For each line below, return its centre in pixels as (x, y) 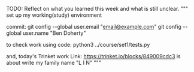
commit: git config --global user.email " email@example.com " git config (94, 27)
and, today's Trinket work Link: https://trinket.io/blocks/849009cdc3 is (93, 56)
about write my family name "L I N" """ (54, 63)
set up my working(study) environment (54, 15)
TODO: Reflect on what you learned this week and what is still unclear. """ (97, 9)
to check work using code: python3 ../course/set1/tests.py (78, 45)
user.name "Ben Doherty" (54, 33)
